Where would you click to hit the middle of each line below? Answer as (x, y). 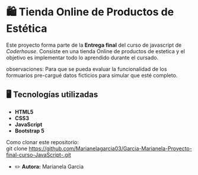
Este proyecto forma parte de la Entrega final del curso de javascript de (94, 45)
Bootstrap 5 (29, 131)
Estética (27, 29)
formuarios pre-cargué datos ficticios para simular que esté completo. (92, 75)
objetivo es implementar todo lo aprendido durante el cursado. (82, 57)
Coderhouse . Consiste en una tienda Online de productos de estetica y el (96, 51)
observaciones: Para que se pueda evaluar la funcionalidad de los (87, 69)
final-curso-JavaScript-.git (39, 154)
